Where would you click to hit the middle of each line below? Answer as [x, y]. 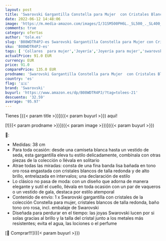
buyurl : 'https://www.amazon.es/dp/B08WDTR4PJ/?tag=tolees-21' [72, 93]
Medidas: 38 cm [29, 145]
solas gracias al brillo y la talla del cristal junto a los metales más [78, 218]
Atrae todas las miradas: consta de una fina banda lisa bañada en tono [84, 166]
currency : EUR [20, 60]
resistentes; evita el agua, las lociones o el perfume [64, 224]
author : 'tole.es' [24, 38]
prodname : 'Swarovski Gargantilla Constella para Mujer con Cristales [80, 74]
